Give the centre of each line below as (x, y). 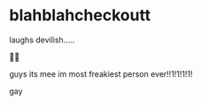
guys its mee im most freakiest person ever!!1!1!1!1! (101, 74)
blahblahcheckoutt (80, 15)
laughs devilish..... (42, 40)
